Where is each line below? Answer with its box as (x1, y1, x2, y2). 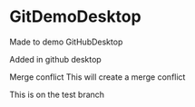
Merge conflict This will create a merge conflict (9, 71, 186, 83)
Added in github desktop (9, 53, 102, 64)
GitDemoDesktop (9, 6, 142, 27)
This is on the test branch (9, 89, 105, 100)
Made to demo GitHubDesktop (9, 36, 123, 47)
